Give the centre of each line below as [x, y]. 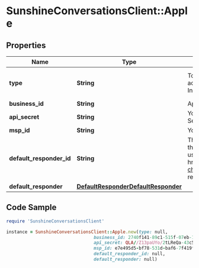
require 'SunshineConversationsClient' [55, 221]
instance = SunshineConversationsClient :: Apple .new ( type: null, [87, 232]
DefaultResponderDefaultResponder [129, 186]
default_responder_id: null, [130, 254]
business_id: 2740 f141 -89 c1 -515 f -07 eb [142, 237]
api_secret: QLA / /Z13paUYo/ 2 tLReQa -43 [142, 243]
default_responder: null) [126, 259]
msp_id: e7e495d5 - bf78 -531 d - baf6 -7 [138, 248]
